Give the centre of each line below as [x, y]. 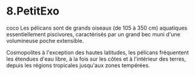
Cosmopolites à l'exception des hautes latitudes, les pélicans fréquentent [97, 52]
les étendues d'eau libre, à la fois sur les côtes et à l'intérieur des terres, [96, 59]
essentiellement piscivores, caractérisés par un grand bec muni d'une [93, 34]
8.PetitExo [33, 11]
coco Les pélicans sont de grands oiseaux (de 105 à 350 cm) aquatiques [97, 28]
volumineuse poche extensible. [45, 41]
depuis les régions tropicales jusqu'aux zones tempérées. [78, 65]
